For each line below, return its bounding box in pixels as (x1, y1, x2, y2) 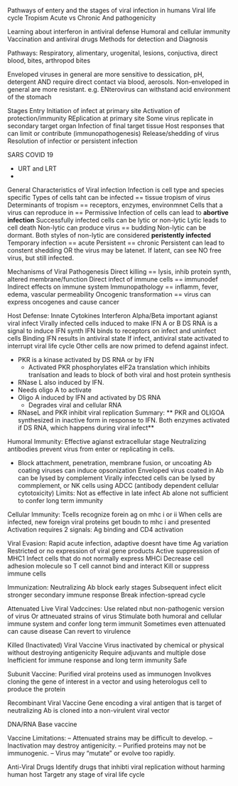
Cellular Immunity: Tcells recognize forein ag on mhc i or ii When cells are (7, 510, 222, 519)
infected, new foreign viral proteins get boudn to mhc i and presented (7, 518, 211, 526)
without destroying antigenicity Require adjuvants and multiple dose (7, 649, 206, 657)
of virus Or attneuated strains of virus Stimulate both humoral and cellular (7, 612, 222, 620)
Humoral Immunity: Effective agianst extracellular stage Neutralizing (7, 437, 207, 445)
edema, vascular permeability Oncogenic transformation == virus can (7, 290, 212, 298)
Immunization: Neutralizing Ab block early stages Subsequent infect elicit (7, 583, 222, 591)
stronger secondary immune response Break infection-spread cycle (7, 590, 206, 599)
